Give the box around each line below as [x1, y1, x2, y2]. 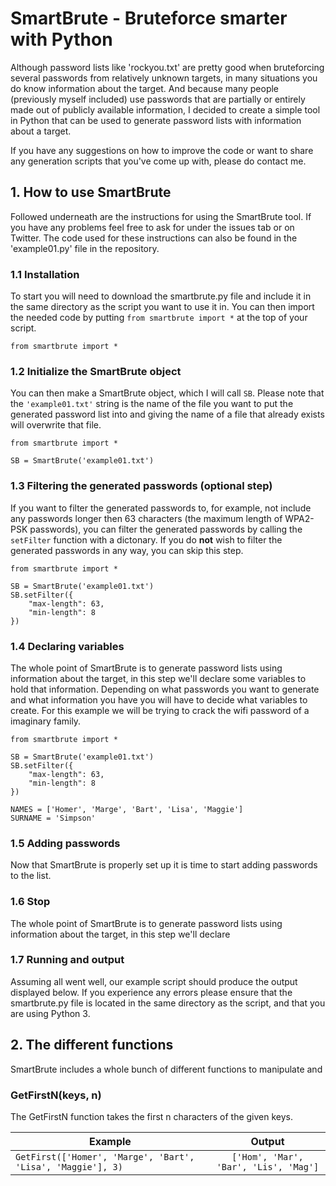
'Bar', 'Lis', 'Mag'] [216, 1161, 320, 1172]
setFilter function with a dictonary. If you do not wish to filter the [10, 533, 283, 546]
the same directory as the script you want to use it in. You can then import [10, 301, 315, 313]
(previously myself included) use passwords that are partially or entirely [10, 93, 306, 105]
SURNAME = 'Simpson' [10, 813, 97, 823]
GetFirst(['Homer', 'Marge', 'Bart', [15, 1151, 195, 1162]
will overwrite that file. [10, 419, 102, 431]
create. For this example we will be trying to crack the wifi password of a [10, 704, 310, 716]
